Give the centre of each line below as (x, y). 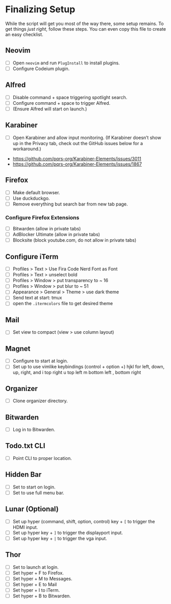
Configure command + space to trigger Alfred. (62, 103)
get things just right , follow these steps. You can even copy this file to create (86, 29)
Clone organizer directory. (40, 401)
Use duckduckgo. (31, 198)
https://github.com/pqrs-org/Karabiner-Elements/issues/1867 (77, 164)
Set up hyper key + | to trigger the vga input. (60, 538)
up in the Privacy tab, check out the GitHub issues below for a (78, 143)
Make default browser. (36, 192)
